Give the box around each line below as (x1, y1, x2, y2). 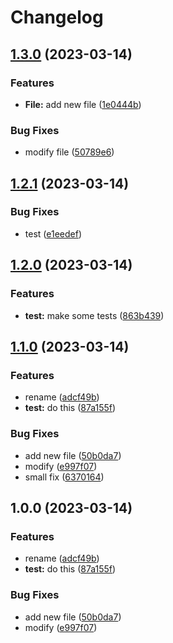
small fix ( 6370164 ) (24, 471, 105, 483)
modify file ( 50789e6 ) (24, 146, 115, 158)
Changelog (10, 6, 104, 29)
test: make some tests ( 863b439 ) (24, 309, 165, 321)
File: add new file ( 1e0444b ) (24, 98, 142, 110)
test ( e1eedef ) (24, 227, 82, 240)
